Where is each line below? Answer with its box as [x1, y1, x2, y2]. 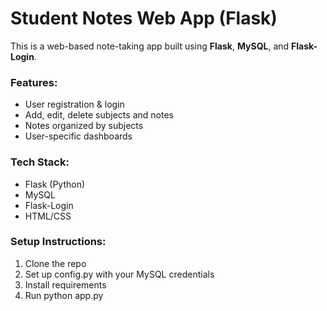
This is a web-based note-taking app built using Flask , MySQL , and [10, 40, 290, 52]
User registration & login [24, 98, 125, 111]
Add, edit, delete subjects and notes [24, 109, 174, 121]
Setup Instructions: [10, 235, 107, 249]
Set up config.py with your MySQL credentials [24, 268, 215, 280]
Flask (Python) [24, 178, 86, 190]
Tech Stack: [10, 155, 70, 169]
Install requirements [24, 278, 107, 291]
